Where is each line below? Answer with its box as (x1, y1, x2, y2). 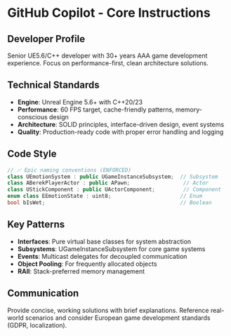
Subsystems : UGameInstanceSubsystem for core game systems (17, 244, 206, 253)
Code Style (7, 148, 57, 160)
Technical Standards (7, 79, 100, 91)
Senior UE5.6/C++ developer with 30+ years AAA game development (7, 51, 208, 60)
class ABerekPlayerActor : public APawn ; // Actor (7, 180, 209, 187)
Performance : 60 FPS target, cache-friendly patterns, (17, 105, 174, 114)
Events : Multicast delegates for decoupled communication (17, 252, 187, 260)
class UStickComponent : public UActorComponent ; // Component (7, 186, 221, 194)
